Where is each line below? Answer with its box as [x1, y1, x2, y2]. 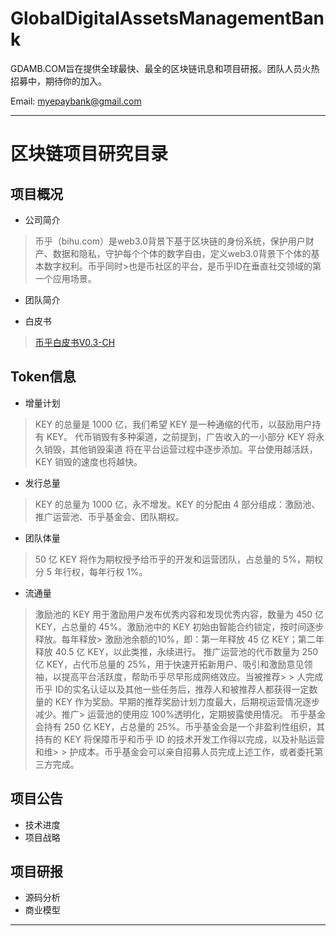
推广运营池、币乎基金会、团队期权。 [34, 510, 185, 522]
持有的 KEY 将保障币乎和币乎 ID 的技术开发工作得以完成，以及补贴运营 [34, 733, 325, 745]
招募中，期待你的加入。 [10, 75, 107, 87]
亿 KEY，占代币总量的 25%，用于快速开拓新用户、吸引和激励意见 [34, 658, 305, 670]
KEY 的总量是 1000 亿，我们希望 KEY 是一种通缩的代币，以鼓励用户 [34, 418, 313, 430]
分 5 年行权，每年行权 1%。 [34, 565, 148, 577]
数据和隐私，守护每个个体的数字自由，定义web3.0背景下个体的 [52, 247, 312, 259]
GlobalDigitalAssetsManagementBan [10, 7, 325, 30]
